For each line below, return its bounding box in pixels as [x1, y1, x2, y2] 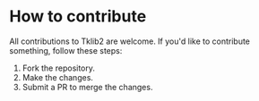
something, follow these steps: [9, 45, 123, 55]
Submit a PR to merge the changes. [22, 81, 153, 92]
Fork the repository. [22, 63, 96, 73]
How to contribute [9, 6, 147, 27]
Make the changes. [22, 72, 94, 82]
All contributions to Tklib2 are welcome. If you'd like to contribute [9, 36, 251, 46]
